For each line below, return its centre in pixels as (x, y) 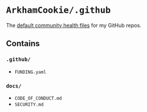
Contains (23, 43)
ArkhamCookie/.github (58, 10)
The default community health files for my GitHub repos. (74, 25)
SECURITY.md (29, 104)
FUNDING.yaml (30, 72)
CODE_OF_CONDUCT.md (38, 98)
